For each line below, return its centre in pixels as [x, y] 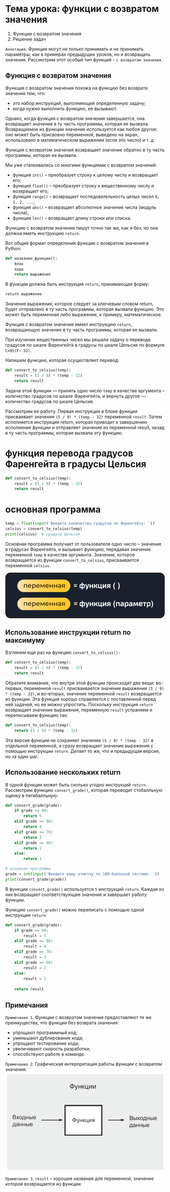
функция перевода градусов [69, 453]
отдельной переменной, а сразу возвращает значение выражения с [79, 746]
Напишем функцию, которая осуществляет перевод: [62, 360]
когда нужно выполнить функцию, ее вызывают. [65, 108]
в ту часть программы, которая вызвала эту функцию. [64, 433]
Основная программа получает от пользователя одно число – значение [83, 544]
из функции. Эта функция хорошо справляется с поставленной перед [81, 699]
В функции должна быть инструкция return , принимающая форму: [77, 284]
